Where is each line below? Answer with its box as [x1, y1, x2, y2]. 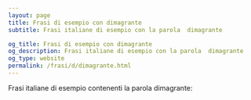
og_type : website [8, 55, 65, 62]
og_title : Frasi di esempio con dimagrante [8, 40, 153, 48]
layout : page [8, 11, 51, 20]
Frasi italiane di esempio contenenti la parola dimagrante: [8, 83, 193, 92]
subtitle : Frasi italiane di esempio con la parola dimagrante [8, 26, 223, 34]
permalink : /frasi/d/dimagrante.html [8, 62, 132, 70]
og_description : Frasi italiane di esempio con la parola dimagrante [8, 48, 244, 55]
